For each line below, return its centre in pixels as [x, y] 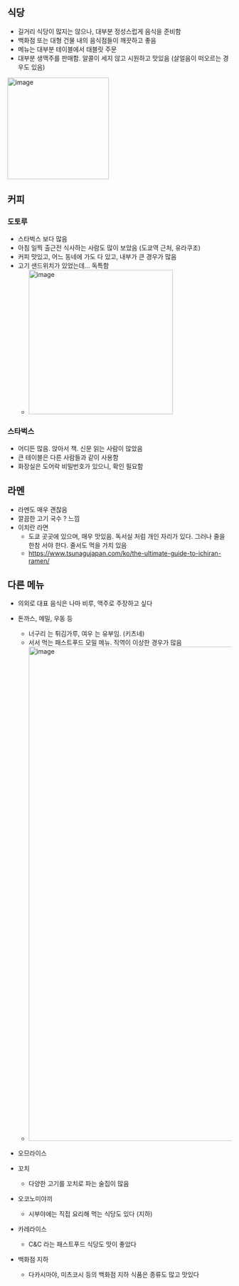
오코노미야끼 [35, 1199]
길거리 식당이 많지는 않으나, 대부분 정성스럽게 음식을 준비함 [99, 31]
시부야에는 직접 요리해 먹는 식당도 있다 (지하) [90, 1214]
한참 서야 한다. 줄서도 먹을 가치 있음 [78, 545]
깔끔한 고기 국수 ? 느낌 [49, 518]
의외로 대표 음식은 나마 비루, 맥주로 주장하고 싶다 [85, 603]
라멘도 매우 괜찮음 [42, 510]
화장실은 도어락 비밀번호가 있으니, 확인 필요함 [80, 466]
